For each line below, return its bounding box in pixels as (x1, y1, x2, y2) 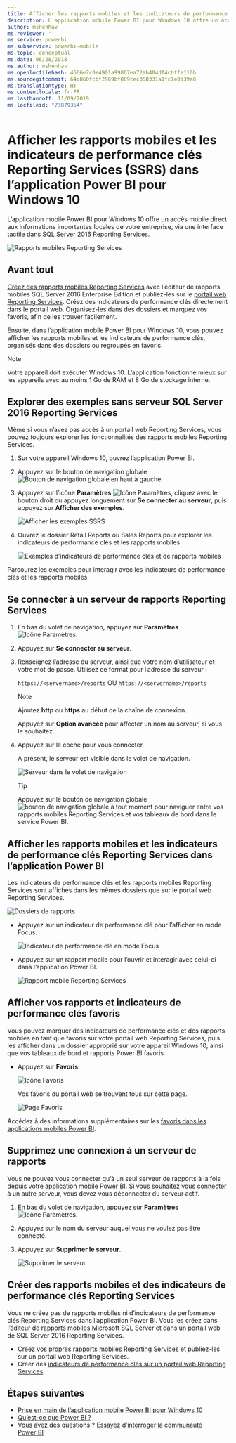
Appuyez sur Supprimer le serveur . (17, 1245, 122, 1253)
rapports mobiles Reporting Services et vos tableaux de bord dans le (17, 810, 217, 818)
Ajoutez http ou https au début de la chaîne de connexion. (17, 706, 188, 714)
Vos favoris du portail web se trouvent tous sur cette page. (17, 1090, 188, 1098)
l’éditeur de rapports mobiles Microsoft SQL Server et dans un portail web (7, 1324, 221, 1332)
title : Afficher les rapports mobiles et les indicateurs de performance (7, 10, 228, 18)
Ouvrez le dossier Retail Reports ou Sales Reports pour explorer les (17, 531, 212, 540)
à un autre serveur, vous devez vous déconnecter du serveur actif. (7, 1189, 200, 1198)
